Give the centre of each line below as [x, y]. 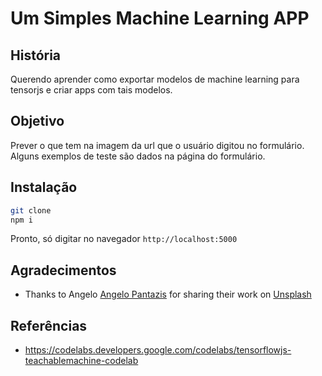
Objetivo [37, 121]
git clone [31, 210]
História [36, 55]
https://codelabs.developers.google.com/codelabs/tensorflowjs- [158, 350]
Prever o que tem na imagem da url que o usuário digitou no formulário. [157, 145]
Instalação [44, 187]
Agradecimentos [63, 270]
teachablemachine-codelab [81, 360]
